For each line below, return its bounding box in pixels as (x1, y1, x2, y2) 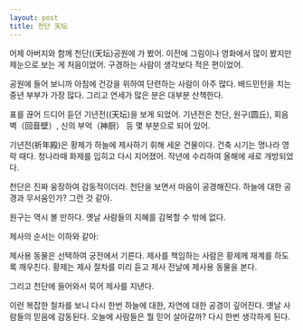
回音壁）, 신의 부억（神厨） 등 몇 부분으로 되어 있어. (24, 119, 211, 131)
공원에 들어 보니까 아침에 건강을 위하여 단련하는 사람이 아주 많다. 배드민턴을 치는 (9, 78, 292, 89)
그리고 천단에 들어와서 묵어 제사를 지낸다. (9, 280, 155, 291)
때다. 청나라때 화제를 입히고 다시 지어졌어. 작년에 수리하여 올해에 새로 (18, 150, 262, 161)
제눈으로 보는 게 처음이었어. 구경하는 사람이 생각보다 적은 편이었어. (9, 59, 244, 70)
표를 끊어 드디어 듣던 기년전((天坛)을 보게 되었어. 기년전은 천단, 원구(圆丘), (9, 108, 272, 119)
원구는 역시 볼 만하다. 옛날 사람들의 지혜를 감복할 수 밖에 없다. (9, 212, 226, 222)
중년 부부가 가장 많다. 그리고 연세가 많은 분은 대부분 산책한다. (9, 90, 224, 100)
